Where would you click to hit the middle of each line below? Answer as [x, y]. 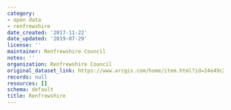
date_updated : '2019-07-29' [47, 39]
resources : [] [27, 83]
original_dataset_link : [41, 70]
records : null [27, 77]
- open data [24, 20]
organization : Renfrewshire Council [59, 64]
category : [21, 13]
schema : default [30, 90]
